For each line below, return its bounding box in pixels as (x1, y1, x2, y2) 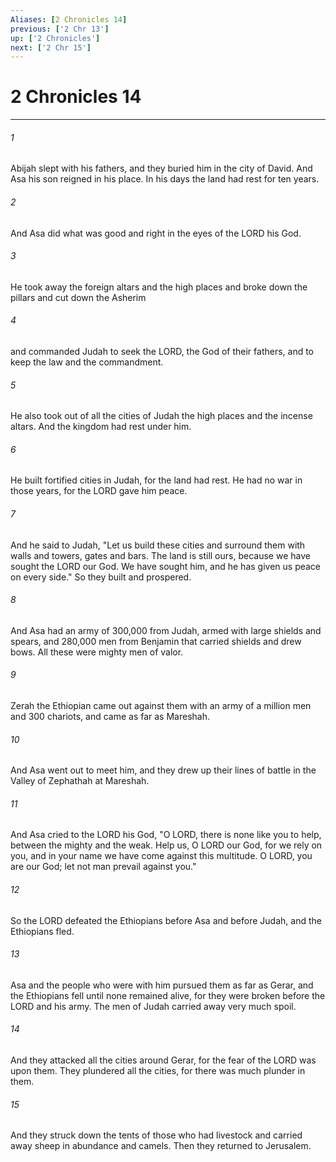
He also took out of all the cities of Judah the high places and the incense (10, 410, 313, 422)
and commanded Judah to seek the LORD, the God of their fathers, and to (10, 346, 315, 357)
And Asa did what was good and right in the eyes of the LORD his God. (10, 227, 302, 239)
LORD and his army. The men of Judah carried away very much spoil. (10, 1000, 297, 1012)
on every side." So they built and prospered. (10, 571, 192, 583)
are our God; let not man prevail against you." (10, 861, 197, 873)
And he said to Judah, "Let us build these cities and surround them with (10, 539, 306, 551)
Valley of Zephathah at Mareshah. (10, 775, 150, 787)
